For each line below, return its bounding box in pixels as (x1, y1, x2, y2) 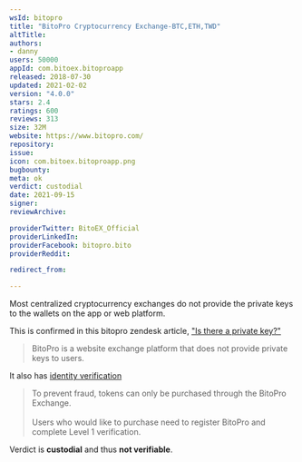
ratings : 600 (9, 106, 59, 115)
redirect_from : (9, 265, 67, 275)
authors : (9, 38, 43, 48)
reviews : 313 (9, 114, 59, 123)
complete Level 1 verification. (31, 427, 141, 437)
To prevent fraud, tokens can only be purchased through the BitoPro (31, 388, 287, 399)
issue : (9, 148, 34, 157)
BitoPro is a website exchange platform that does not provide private (31, 343, 288, 354)
